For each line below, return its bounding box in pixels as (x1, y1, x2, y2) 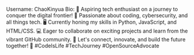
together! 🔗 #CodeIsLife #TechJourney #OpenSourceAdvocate (6, 42, 160, 49)
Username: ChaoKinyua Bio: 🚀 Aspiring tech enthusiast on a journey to (6, 6, 179, 12)
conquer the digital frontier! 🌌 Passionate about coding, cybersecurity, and (6, 12, 188, 19)
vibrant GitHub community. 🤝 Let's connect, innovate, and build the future (6, 36, 186, 43)
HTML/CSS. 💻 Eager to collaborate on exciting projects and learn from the (6, 27, 188, 34)
